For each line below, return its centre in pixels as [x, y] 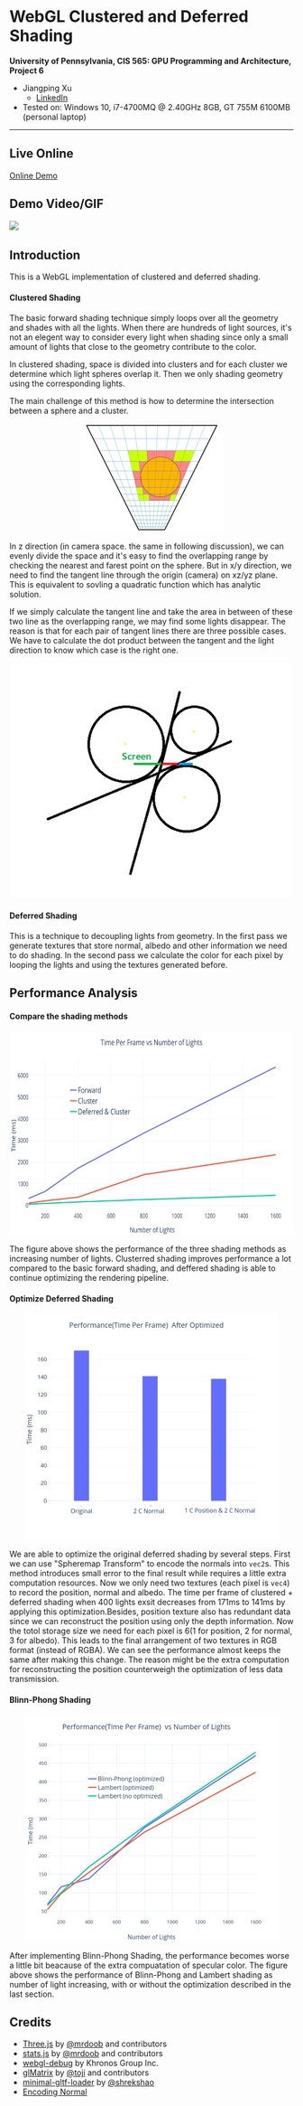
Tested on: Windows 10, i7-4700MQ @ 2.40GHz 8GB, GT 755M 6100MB [156, 107]
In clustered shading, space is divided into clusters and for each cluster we [149, 364]
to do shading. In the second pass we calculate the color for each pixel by [147, 954]
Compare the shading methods [69, 1016]
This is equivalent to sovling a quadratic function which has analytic [135, 584]
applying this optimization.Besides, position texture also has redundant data [150, 1612]
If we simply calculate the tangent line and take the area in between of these [151, 611]
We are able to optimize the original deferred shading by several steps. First [150, 1554]
